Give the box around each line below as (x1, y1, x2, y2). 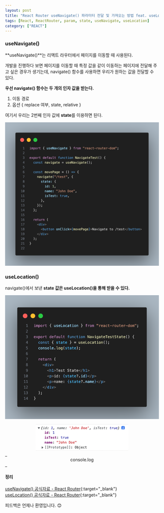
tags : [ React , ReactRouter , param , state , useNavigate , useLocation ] (5, 18, 150, 23)
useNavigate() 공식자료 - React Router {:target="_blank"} (5, 486, 117, 491)
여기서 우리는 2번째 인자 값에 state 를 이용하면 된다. (5, 112, 103, 118)
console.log (70, 457, 94, 463)
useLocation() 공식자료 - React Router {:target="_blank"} (5, 492, 117, 498)
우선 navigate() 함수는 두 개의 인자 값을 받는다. (5, 85, 94, 91)
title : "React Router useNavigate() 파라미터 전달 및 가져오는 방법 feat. (5, 13, 147, 18)
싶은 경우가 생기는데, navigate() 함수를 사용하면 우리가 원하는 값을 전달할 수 (10, 69, 154, 75)
